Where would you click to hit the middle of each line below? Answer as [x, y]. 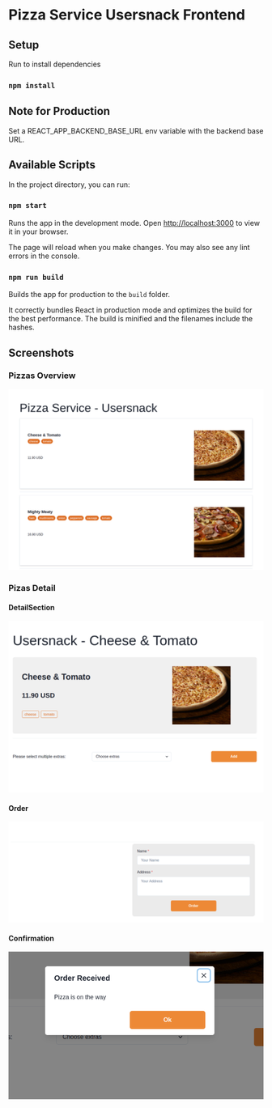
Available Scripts [52, 165]
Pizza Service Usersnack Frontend [127, 15]
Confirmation [32, 938]
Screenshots [41, 352]
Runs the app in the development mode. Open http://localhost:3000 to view [134, 223]
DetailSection [32, 607]
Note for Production [59, 111]
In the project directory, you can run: [69, 185]
